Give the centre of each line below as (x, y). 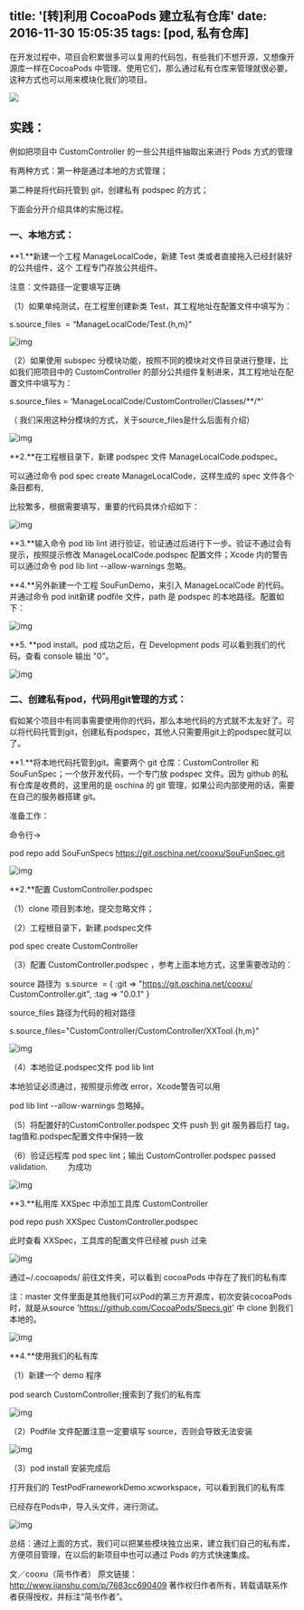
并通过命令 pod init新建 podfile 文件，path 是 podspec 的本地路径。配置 (143, 596)
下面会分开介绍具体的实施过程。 (69, 209)
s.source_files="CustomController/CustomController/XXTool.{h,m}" (134, 1031)
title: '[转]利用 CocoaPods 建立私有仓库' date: (138, 16)
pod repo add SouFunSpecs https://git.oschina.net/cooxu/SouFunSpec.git (147, 853)
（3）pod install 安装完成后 (60, 1468)
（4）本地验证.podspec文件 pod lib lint (82, 1067)
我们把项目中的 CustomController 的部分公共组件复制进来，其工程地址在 (151, 371)
